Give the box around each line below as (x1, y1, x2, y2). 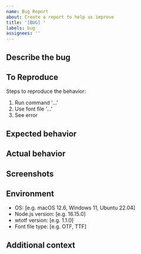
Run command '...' (14, 99, 59, 106)
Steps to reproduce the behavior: (6, 88, 86, 95)
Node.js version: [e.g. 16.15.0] (14, 210, 86, 218)
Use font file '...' (14, 105, 53, 112)
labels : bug (6, 25, 35, 31)
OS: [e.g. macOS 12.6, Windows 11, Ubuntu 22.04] (14, 204, 136, 212)
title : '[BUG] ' (6, 19, 46, 25)
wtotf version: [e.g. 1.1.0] (14, 217, 74, 224)
